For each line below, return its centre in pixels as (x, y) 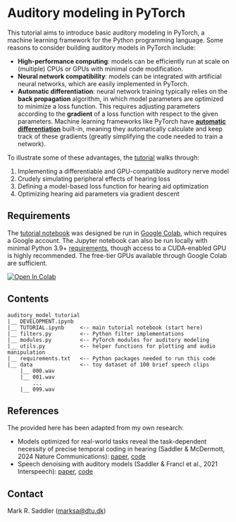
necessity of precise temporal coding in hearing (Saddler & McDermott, (121, 449)
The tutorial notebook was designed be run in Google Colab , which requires (117, 233)
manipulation (26, 352)
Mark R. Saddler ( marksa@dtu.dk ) (57, 511)
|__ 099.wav (37, 389)
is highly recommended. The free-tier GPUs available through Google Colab (117, 255)
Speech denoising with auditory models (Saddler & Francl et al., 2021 (118, 464)
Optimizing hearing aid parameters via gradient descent (98, 194)
